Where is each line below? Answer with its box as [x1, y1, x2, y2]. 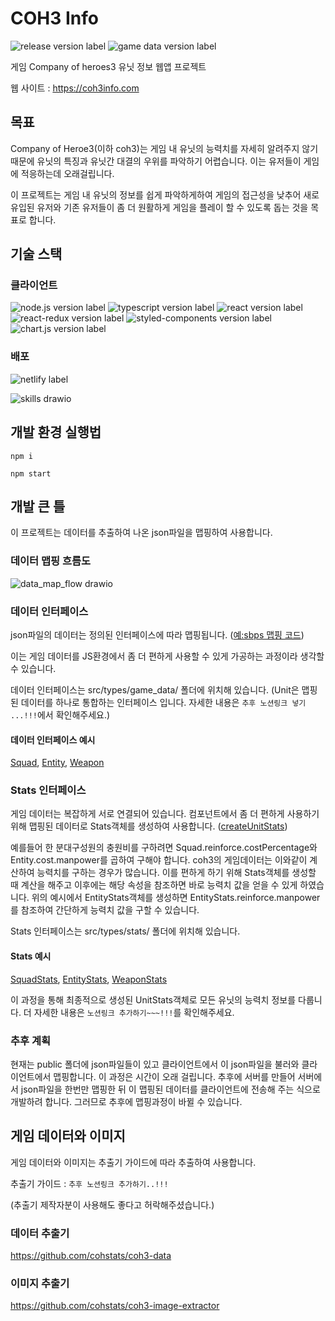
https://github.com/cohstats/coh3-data [10, 1250, 172, 1262]
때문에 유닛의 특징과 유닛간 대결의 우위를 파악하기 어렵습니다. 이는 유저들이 [10, 155, 302, 167]
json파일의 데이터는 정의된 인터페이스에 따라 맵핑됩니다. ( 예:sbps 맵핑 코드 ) [10, 628, 305, 641]
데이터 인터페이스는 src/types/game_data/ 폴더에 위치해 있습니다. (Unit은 [10, 683, 300, 696]
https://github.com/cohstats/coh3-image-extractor [10, 1300, 220, 1312]
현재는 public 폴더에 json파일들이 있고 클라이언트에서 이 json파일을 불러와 [10, 1058, 300, 1070]
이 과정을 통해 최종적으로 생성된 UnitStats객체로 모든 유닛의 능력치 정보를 [10, 993, 297, 1006]
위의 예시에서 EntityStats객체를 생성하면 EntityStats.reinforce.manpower [31, 892, 321, 904]
